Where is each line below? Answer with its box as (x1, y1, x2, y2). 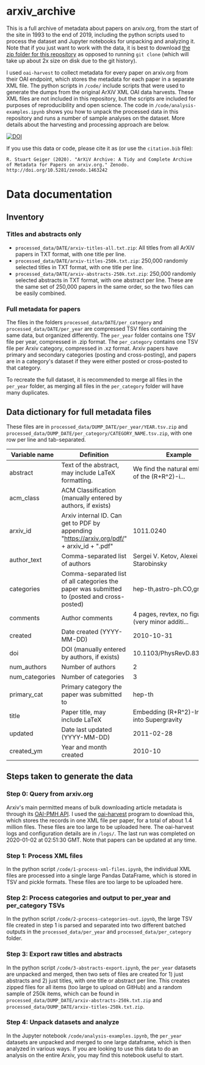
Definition (79, 450, 109, 459)
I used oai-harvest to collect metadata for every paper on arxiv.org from (6, 69, 189, 76)
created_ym (9, 746, 43, 755)
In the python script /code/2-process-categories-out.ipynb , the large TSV (6, 915, 193, 922)
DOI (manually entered (61, 645, 126, 653)
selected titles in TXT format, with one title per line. (15, 263, 144, 270)
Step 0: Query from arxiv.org (6, 790, 93, 798)
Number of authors (61, 662, 116, 671)
